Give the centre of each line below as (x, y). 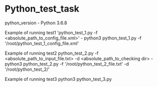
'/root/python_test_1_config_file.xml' (42, 43)
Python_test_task (42, 9)
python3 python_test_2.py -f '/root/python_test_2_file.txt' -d (67, 64)
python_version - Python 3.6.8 (36, 23)
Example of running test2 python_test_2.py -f (52, 53)
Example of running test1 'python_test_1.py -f (51, 32)
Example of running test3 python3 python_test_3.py (58, 79)
